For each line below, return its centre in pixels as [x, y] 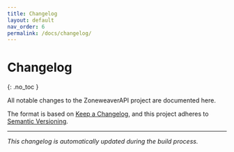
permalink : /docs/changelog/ [49, 33]
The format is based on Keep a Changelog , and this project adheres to [108, 114]
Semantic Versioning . [38, 121]
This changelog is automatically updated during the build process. [103, 142]
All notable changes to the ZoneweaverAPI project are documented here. [111, 100]
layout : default [31, 20]
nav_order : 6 [26, 26]
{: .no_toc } [23, 87]
